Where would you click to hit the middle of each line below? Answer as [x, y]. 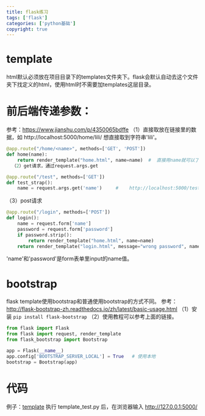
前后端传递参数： [49, 111]
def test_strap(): [30, 183]
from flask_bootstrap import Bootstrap [57, 340]
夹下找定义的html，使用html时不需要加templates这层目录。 [80, 85]
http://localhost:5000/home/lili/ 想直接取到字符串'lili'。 [92, 137]
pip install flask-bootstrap [50, 317]
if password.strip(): [45, 235]
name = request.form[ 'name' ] [54, 224]
